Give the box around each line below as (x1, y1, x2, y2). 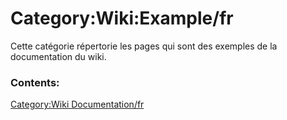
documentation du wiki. (10, 50, 107, 62)
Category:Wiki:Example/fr (10, 7, 234, 30)
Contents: (10, 75, 60, 89)
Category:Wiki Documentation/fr (10, 98, 145, 111)
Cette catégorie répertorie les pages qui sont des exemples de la (10, 40, 278, 52)
